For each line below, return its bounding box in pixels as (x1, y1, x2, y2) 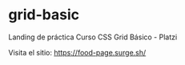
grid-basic (8, 6, 80, 24)
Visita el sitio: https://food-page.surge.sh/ (8, 47, 147, 57)
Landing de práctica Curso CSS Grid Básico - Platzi (8, 32, 178, 42)
